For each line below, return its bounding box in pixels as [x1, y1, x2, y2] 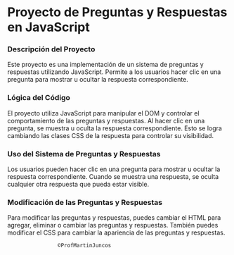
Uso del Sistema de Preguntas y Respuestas [7, 149, 161, 158]
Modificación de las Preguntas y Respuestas [7, 198, 163, 207]
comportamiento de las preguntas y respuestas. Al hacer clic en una [7, 116, 205, 125]
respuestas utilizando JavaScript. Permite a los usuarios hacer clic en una [7, 68, 221, 76]
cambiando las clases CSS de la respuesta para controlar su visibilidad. [7, 131, 214, 139]
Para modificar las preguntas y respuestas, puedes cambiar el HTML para [7, 213, 221, 222]
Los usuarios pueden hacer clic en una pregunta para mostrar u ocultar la [7, 165, 221, 173]
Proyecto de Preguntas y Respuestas [7, 4, 228, 20]
